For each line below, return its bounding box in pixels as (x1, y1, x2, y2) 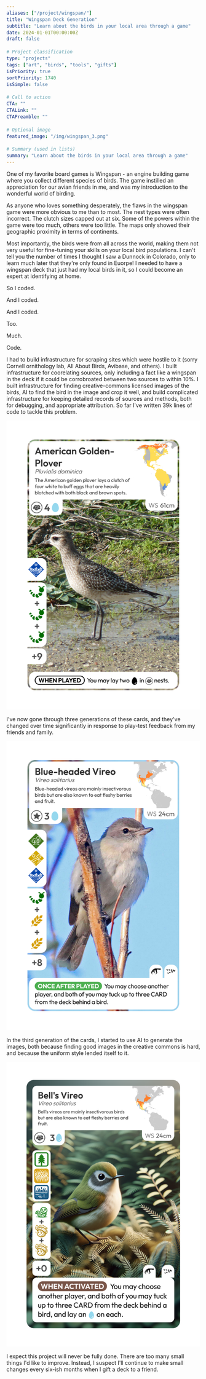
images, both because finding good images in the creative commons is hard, (6, 1043, 200, 1050)
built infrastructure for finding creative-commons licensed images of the (6, 382, 189, 389)
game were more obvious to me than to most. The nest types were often (6, 208, 189, 215)
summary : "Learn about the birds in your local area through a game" (6, 152, 189, 159)
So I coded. (6, 284, 36, 291)
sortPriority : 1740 (6, 74, 57, 81)
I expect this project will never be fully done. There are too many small (6, 1353, 184, 1360)
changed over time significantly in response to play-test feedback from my (6, 722, 196, 730)
